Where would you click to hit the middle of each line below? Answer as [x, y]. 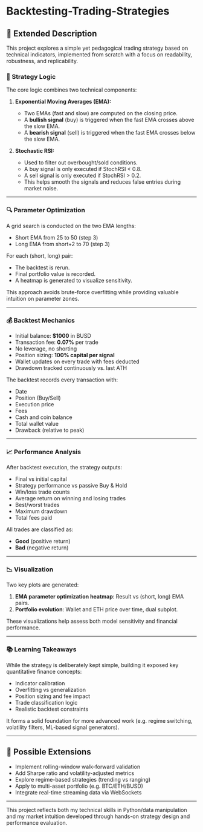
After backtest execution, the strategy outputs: [64, 468]
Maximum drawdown [41, 511]
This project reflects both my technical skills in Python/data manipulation [97, 810]
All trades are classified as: [40, 529]
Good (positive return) [43, 542]
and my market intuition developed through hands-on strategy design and [98, 816]
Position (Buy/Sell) [38, 398]
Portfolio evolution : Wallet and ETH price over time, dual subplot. [96, 609]
